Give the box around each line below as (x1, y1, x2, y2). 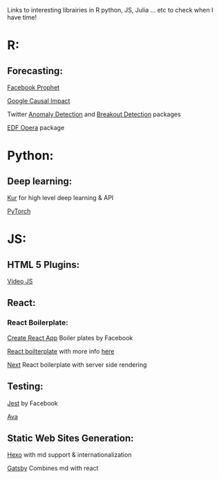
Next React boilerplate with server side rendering (7, 360, 147, 369)
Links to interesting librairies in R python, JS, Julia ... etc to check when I (7, 6, 213, 14)
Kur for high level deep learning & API (7, 194, 114, 201)
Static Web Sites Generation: (7, 432, 134, 444)
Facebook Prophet (7, 83, 60, 91)
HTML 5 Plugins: (7, 259, 80, 271)
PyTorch (7, 207, 31, 215)
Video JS (7, 277, 33, 285)
